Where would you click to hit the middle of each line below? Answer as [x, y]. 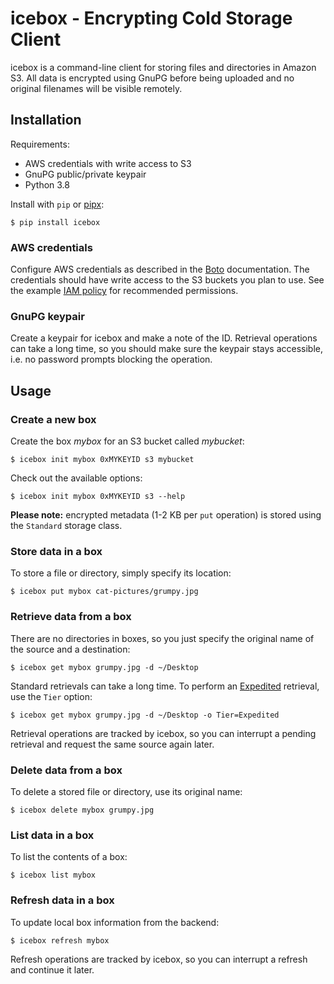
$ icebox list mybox [53, 875]
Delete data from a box [66, 770]
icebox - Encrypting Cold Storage [151, 18]
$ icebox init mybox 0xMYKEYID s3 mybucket [102, 460]
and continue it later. [52, 969]
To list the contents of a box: [69, 857]
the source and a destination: [70, 649]
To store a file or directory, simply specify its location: [121, 573]
